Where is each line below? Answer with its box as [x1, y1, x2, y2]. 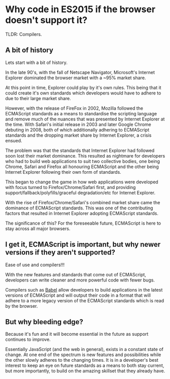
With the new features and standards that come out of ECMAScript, [5, 271, 146, 277]
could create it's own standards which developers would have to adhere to [5, 90, 161, 96]
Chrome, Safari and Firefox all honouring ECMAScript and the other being [5, 164, 159, 170]
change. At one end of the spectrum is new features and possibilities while [5, 352, 161, 358]
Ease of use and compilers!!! [5, 262, 65, 268]
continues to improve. [5, 336, 51, 342]
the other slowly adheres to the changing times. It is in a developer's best [5, 357, 159, 363]
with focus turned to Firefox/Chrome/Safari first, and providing [5, 184, 136, 190]
